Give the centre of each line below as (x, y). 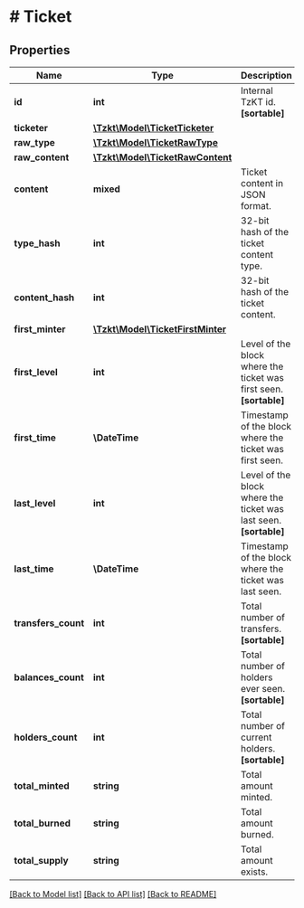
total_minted (42, 786)
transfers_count (49, 623)
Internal (257, 90)
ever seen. (263, 689)
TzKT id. (258, 102)
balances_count (49, 677)
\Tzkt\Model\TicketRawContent (163, 157)
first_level (36, 372)
